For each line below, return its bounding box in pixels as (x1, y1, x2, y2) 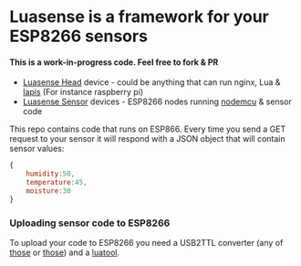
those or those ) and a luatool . (9, 247, 120, 258)
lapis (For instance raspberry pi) (22, 87, 144, 98)
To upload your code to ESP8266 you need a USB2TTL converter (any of (9, 238, 284, 249)
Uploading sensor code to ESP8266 (9, 217, 171, 229)
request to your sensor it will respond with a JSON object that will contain (9, 133, 285, 144)
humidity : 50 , (26, 169, 76, 179)
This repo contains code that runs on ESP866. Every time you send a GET (9, 123, 286, 134)
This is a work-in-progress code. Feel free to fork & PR (9, 57, 219, 68)
